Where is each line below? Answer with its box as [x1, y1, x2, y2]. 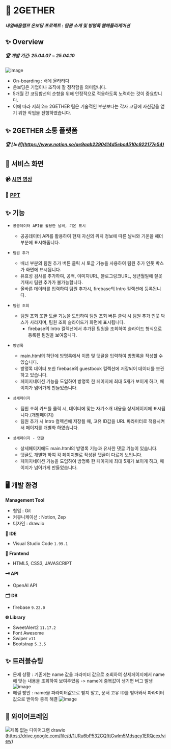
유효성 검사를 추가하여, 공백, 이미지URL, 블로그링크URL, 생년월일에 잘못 [20, 273, 163, 279]
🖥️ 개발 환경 [5, 481, 38, 489]
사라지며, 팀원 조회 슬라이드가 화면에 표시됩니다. [30, 319, 125, 325]
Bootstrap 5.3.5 [12, 641, 46, 647]
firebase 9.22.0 [12, 604, 45, 610]
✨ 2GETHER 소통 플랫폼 [5, 126, 78, 135]
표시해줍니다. [34, 240, 60, 246]
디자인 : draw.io [12, 520, 45, 526]
